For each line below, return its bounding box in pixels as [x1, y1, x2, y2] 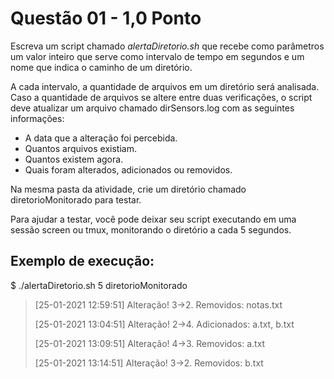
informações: [10, 112, 65, 124]
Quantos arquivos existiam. [24, 142, 137, 154]
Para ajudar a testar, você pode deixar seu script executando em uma [10, 213, 297, 225]
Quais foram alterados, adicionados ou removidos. [24, 163, 233, 176]
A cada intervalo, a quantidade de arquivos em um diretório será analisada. [10, 80, 320, 92]
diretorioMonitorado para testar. [10, 193, 142, 206]
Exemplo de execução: [10, 253, 155, 270]
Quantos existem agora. [24, 153, 124, 165]
